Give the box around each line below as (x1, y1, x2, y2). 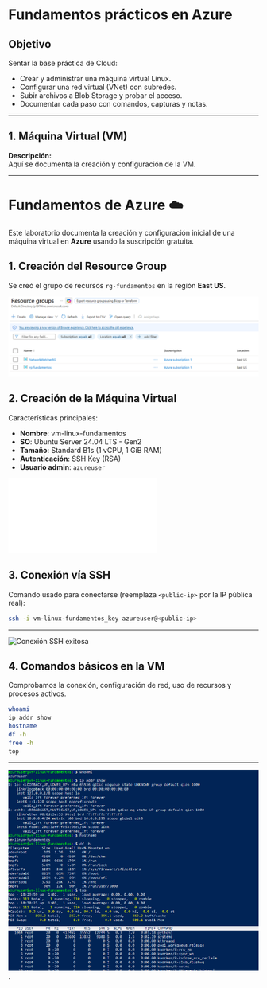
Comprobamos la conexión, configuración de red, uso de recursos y (8, 681, 232, 690)
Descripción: (8, 150, 52, 160)
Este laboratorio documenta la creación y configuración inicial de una (8, 228, 236, 237)
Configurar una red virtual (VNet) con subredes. (19, 82, 177, 92)
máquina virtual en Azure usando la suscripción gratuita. (8, 236, 195, 246)
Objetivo (8, 37, 52, 51)
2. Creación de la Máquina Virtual (8, 392, 177, 405)
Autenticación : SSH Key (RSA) (19, 454, 122, 463)
